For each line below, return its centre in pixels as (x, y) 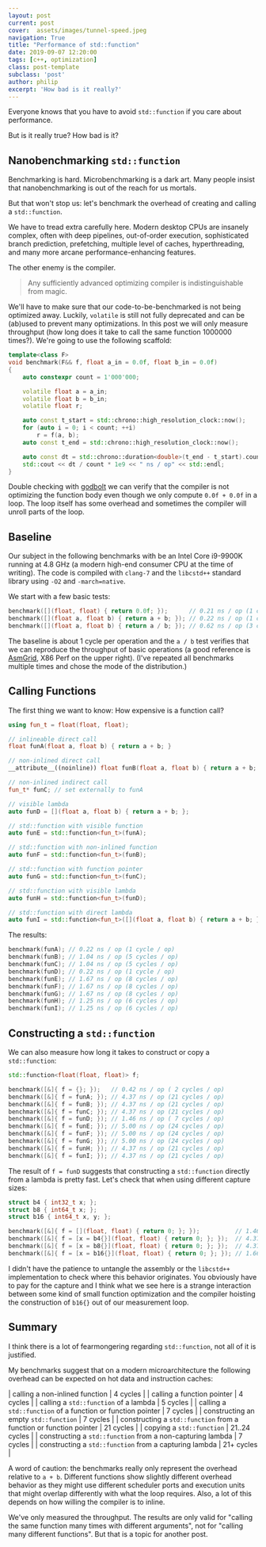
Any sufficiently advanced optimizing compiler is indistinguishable (135, 283)
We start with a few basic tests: (59, 597)
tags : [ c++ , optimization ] (53, 60)
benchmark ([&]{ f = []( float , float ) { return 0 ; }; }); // (125, 1232)
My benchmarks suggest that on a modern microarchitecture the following (129, 1370)
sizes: (18, 1188)
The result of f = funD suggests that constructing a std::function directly (129, 1171)
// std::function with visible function (76, 826)
